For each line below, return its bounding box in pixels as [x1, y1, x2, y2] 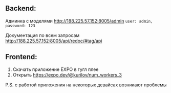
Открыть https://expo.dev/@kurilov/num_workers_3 [12, 71, 122, 78]
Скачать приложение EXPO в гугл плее [12, 66, 99, 72]
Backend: [5, 4, 36, 13]
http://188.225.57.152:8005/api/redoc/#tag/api [5, 38, 102, 44]
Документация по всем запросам [5, 32, 80, 38]
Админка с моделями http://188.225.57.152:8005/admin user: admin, [5, 17, 153, 24]
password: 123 [5, 23, 36, 28]
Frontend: [5, 52, 37, 61]
